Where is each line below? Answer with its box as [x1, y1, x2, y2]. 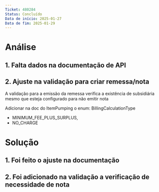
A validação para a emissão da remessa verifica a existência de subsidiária [5, 91, 155, 96]
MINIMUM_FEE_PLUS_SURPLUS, [12, 115, 79, 120]
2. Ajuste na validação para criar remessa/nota [5, 77, 149, 86]
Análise [5, 42, 36, 53]
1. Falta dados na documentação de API [5, 61, 126, 69]
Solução [5, 137, 39, 148]
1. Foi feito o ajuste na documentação [5, 156, 120, 165]
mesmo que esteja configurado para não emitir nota [5, 96, 109, 101]
